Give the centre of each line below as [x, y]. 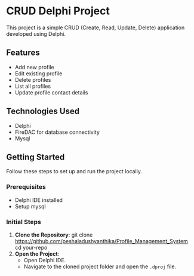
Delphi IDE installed [39, 200]
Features [23, 53]
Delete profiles [33, 79]
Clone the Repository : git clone [54, 235]
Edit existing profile [39, 73]
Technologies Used [43, 111]
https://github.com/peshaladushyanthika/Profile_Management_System [101, 241]
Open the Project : [37, 254]
